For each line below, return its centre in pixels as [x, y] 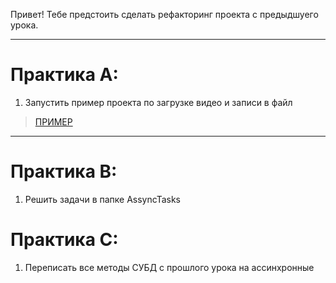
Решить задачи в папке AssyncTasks [103, 199]
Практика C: [64, 240]
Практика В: [64, 171]
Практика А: [64, 75]
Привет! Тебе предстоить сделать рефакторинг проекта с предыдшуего [164, 14]
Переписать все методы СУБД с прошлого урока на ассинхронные [169, 267]
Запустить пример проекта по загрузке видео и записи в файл [158, 102]
